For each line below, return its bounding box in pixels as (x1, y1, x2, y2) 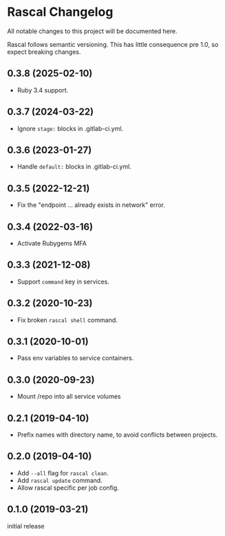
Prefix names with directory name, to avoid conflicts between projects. (17, 430, 218, 439)
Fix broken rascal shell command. (17, 315, 118, 324)
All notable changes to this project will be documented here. (7, 27, 178, 35)
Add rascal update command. (17, 476, 103, 484)
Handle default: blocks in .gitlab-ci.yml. (17, 163, 132, 171)
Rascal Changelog (7, 4, 114, 20)
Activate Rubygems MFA (17, 239, 87, 247)
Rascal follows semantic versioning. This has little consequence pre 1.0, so (7, 40, 219, 48)
